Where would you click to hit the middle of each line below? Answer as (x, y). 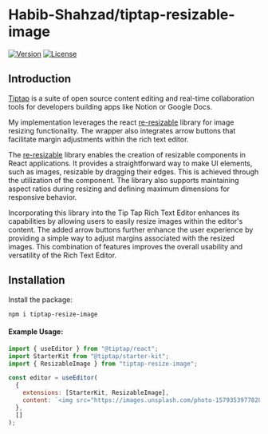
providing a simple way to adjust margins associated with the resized (122, 238)
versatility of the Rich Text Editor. (63, 255)
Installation (37, 280)
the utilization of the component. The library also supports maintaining (124, 180)
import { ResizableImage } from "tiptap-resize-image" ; (103, 364)
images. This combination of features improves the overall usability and (126, 246)
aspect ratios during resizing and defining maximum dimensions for (119, 189)
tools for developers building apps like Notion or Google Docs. (110, 106)
